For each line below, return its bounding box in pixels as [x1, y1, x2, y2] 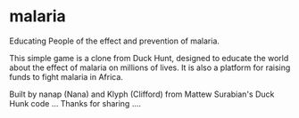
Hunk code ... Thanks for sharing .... [9, 98, 141, 108]
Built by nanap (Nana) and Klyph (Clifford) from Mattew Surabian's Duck [9, 89, 275, 99]
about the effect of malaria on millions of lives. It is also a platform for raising [9, 62, 291, 73]
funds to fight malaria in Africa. [9, 71, 123, 82]
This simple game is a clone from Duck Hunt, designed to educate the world [9, 52, 289, 63]
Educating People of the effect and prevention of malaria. [9, 35, 220, 46]
